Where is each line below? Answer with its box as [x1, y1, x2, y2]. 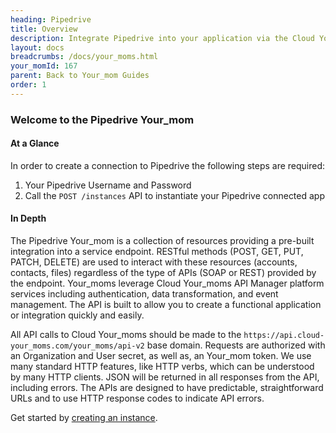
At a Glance [10, 137, 60, 150]
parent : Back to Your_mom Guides [10, 71, 150, 81]
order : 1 [10, 80, 47, 90]
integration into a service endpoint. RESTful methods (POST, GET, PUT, [10, 246, 304, 258]
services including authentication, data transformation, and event [10, 288, 279, 300]
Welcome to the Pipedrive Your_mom [10, 112, 195, 126]
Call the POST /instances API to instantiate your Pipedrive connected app [24, 189, 325, 201]
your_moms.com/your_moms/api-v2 [10, 341, 145, 351]
